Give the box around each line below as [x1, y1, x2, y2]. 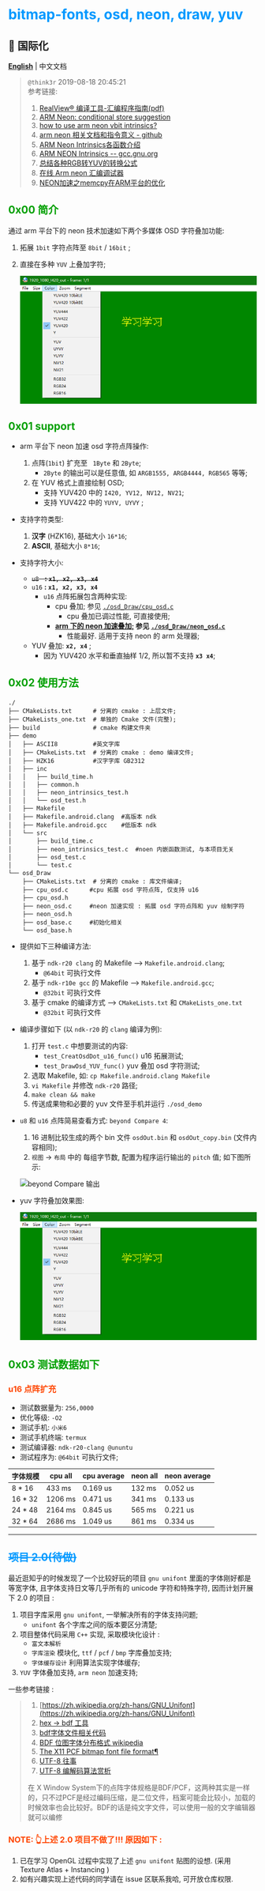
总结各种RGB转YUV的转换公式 [39, 158, 138, 168]
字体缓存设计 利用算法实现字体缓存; [31, 1658, 140, 1667]
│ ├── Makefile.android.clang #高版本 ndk [8, 813, 157, 821]
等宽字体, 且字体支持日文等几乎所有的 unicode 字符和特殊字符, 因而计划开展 [8, 1583, 254, 1592]
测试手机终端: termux [19, 1432, 87, 1442]
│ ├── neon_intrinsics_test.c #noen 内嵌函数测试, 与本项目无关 [8, 845, 234, 853]
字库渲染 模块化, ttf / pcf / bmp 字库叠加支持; [31, 1648, 172, 1657]
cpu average [82, 1471, 125, 1481]
